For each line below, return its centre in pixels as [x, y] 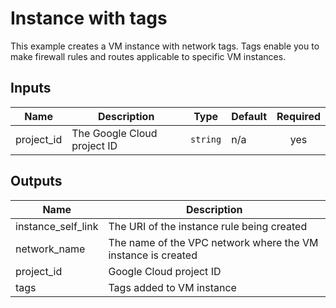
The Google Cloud [114, 133]
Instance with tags [89, 18]
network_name [50, 249]
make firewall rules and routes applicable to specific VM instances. [148, 56]
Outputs [36, 181]
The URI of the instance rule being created [208, 226]
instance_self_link [57, 226]
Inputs [31, 88]
